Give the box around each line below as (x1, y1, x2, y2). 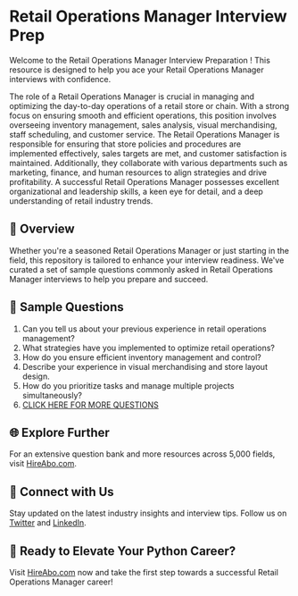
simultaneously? (21, 390, 83, 400)
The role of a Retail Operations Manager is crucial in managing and (9, 91, 255, 102)
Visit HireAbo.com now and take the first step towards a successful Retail (9, 567, 279, 577)
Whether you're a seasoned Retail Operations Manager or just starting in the (9, 245, 290, 256)
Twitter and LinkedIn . (9, 517, 87, 528)
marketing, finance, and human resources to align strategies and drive (9, 167, 268, 178)
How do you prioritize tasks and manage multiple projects (21, 380, 235, 390)
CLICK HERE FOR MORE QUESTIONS (21, 399, 159, 410)
